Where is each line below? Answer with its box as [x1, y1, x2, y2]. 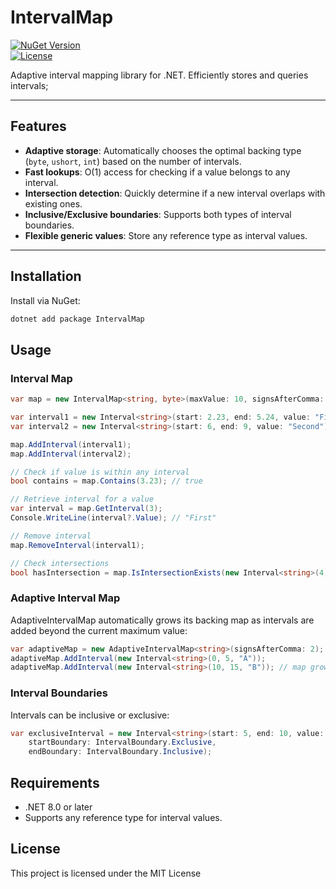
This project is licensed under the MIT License [10, 867, 202, 879]
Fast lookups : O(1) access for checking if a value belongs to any [24, 166, 291, 178]
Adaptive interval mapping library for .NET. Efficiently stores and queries [10, 69, 309, 81]
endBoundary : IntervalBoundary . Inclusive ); [28, 747, 213, 757]
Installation [10, 268, 82, 285]
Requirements [10, 774, 100, 791]
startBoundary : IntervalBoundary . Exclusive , [28, 737, 217, 748]
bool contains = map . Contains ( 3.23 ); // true [10, 476, 203, 486]
